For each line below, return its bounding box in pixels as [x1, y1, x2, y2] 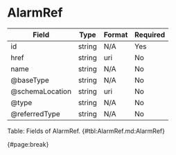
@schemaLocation [10, 86, 71, 96]
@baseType [10, 75, 50, 84]
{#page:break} [7, 140, 49, 148]
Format [103, 30, 128, 39]
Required [134, 30, 165, 39]
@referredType [10, 109, 60, 118]
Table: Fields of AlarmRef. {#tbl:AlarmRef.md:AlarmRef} [7, 127, 165, 135]
